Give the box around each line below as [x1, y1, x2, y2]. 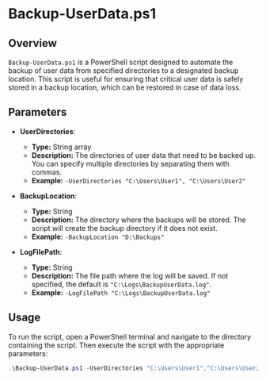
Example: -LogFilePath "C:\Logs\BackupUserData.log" [31, 287, 211, 297]
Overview [8, 36, 58, 50]
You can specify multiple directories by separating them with [31, 159, 230, 168]
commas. [31, 167, 62, 177]
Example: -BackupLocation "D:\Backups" [31, 232, 165, 241]
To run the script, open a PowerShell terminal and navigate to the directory [8, 332, 252, 341]
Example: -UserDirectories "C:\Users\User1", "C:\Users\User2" [31, 175, 246, 185]
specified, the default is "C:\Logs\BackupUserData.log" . [31, 279, 212, 289]
